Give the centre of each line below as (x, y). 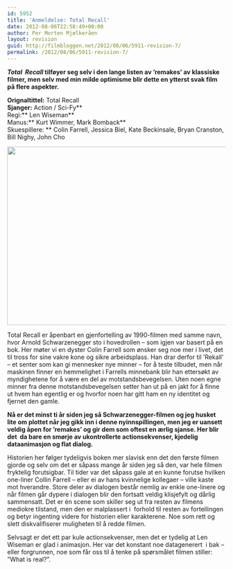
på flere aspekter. (33, 87)
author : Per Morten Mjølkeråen (52, 33)
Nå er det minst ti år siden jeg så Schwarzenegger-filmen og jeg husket (112, 414)
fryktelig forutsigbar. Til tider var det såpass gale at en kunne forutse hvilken (116, 472)
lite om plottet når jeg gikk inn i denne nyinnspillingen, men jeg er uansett (115, 422)
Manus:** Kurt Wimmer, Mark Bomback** (67, 122)
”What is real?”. (29, 559)
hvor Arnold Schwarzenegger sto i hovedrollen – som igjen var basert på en (115, 342)
